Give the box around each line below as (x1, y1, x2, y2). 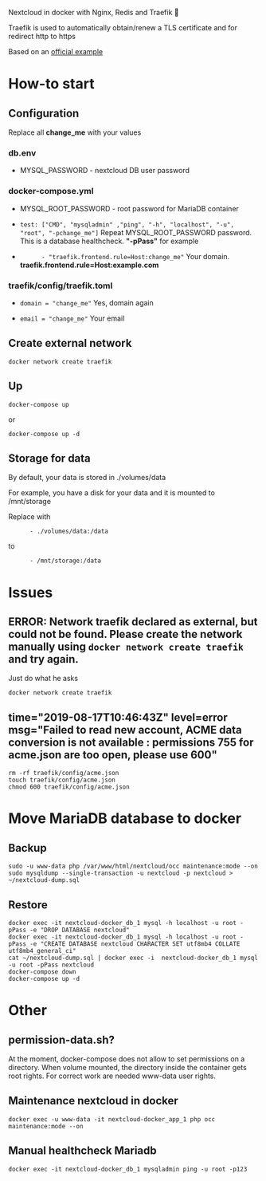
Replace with (8, 512, 51, 522)
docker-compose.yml (8, 186, 94, 197)
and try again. (8, 652, 80, 666)
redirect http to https (8, 32, 76, 41)
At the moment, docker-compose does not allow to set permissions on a (8, 1053, 245, 1064)
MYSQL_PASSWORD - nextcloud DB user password (19, 166, 190, 175)
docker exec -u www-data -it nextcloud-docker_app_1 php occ (8, 1115, 216, 1124)
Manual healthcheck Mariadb (8, 1144, 157, 1158)
